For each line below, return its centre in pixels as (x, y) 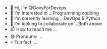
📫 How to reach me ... (33, 29)
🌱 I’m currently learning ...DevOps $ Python (55, 18)
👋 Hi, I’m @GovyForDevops (38, 8)
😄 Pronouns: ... (26, 36)
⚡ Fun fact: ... (24, 42)
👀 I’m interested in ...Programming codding (55, 13)
